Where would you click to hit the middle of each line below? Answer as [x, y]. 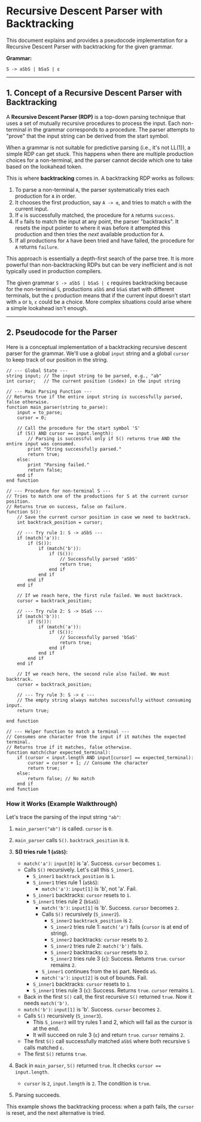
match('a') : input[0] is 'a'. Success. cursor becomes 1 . [92, 863]
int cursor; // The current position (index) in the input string [93, 381]
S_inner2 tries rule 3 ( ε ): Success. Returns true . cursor [118, 958]
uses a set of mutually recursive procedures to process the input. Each [93, 123]
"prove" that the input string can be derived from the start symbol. [88, 136]
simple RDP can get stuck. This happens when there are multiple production [100, 154]
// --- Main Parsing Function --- [49, 392]
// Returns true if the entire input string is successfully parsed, [95, 397]
